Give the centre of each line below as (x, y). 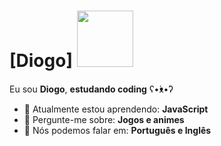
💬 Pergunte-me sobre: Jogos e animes (104, 119)
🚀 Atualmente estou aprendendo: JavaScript (116, 109)
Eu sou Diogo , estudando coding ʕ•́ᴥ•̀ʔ (91, 89)
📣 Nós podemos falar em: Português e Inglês (117, 130)
